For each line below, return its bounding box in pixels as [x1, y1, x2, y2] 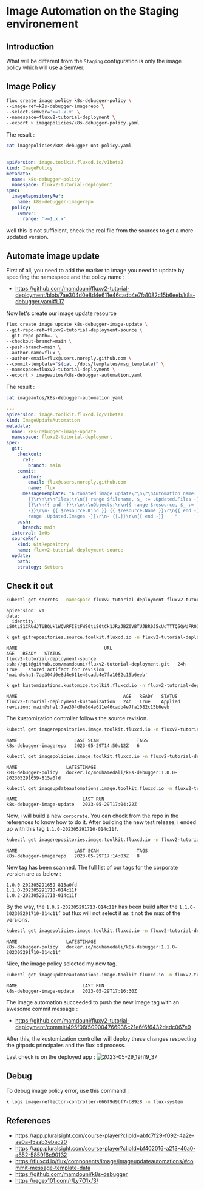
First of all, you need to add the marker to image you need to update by [6, 267, 185, 274]
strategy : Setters [17, 564, 64, 570]
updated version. [6, 233, 49, 240]
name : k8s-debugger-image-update [12, 428, 97, 434]
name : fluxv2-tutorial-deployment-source [17, 547, 123, 553]
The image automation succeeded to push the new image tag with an [6, 999, 180, 1006]
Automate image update [6, 251, 100, 261]
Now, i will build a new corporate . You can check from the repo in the [6, 812, 179, 820]
